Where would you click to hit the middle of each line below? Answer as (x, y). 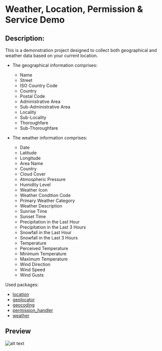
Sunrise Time (33, 211)
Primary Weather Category (47, 200)
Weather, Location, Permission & (74, 9)
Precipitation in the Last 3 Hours (53, 227)
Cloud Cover (33, 174)
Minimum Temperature (43, 254)
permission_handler (33, 310)
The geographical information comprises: (55, 65)
